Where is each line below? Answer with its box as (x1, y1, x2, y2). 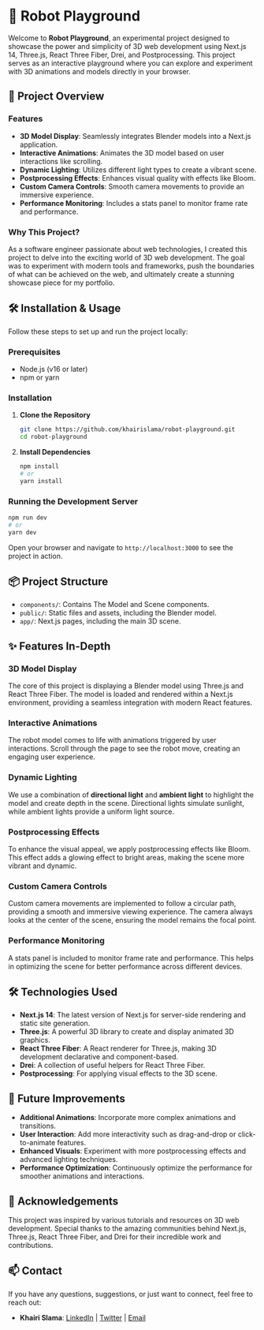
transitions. (19, 1121, 57, 1131)
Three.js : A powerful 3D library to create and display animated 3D (19, 1027, 235, 1036)
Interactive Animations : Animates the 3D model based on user (19, 148, 225, 157)
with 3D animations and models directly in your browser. (8, 66, 191, 76)
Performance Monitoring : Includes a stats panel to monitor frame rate (19, 198, 248, 208)
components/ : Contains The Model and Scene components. (19, 600, 210, 609)
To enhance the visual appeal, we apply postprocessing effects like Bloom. (8, 845, 251, 854)
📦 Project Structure (8, 575, 109, 589)
